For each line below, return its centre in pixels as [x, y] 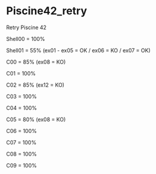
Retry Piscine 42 [26, 27]
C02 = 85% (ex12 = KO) [35, 85]
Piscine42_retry [47, 11]
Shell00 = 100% [26, 39]
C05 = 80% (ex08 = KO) [36, 119]
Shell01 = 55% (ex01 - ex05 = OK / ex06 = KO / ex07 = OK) [78, 50]
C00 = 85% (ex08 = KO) [36, 62]
